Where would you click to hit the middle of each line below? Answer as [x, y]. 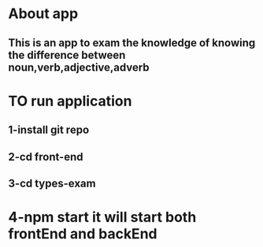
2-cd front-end [46, 157]
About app [43, 14]
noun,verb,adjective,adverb [79, 67]
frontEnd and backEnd [83, 234]
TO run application [70, 101]
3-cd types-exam [52, 183]
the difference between [67, 55]
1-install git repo [49, 130]
